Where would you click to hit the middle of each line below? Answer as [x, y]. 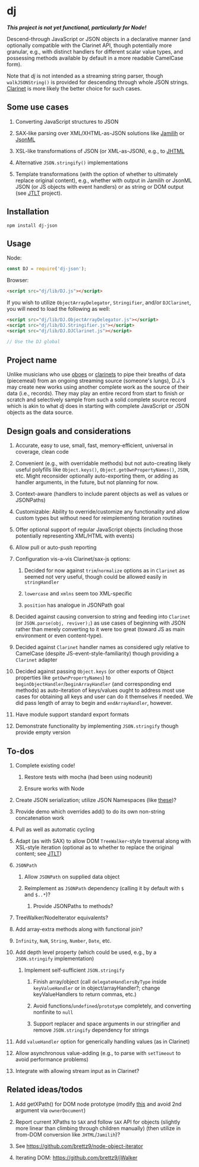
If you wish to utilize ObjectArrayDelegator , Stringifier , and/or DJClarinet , [99, 302]
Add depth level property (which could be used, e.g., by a [86, 952]
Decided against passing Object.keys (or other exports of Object [94, 672]
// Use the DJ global [34, 341]
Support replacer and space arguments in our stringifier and [107, 1024]
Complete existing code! [45, 766]
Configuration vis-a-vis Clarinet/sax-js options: [73, 559]
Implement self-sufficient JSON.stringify [74, 970]
